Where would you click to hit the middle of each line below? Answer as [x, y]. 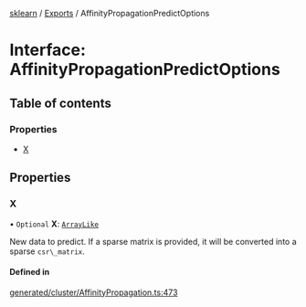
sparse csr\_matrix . [47, 251]
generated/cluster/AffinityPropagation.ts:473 [94, 292]
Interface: [48, 50]
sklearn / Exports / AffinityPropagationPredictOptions [110, 13]
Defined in [30, 272]
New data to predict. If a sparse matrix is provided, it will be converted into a [153, 241]
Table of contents [60, 103]
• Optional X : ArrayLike [54, 224]
